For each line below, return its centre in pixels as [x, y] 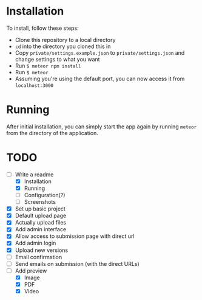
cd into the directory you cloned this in [63, 46]
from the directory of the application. [52, 133]
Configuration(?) [45, 195]
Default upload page [41, 216]
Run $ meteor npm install [48, 66]
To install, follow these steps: [42, 28]
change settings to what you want [57, 59]
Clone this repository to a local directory [65, 40]
